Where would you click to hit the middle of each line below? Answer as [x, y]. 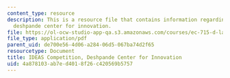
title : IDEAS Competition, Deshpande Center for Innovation [95, 58]
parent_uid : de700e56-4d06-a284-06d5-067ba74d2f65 [81, 45]
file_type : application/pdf [47, 39]
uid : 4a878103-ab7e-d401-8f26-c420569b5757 [70, 64]
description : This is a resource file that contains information [102, 20]
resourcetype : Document [41, 52]
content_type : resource [41, 13]
